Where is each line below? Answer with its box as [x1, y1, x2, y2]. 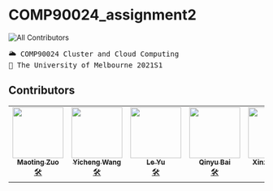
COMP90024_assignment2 [8, 6, 197, 24]
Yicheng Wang [72, 157, 122, 167]
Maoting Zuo [16, 157, 59, 167]
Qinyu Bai [198, 157, 232, 167]
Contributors [8, 84, 76, 98]
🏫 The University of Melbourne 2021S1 [8, 60, 163, 70]
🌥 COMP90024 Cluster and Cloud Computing [8, 49, 180, 59]
